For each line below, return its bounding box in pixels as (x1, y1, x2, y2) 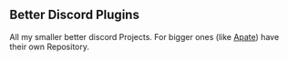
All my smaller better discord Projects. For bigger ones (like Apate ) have (9, 31, 280, 42)
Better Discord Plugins (9, 7, 139, 23)
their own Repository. (9, 41, 89, 52)
